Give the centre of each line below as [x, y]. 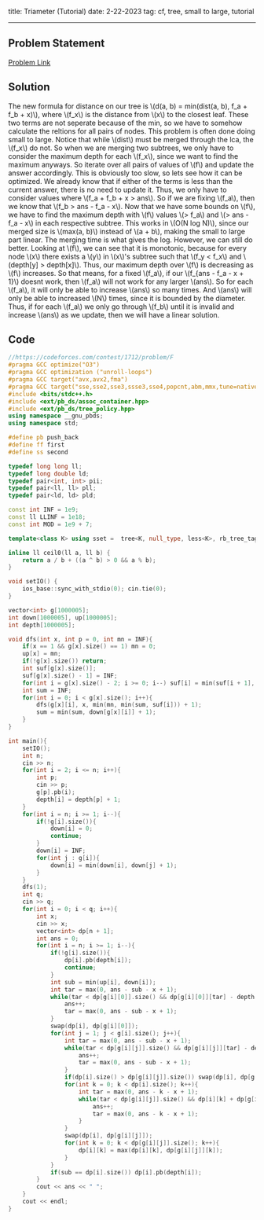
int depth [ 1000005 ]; [42, 625]
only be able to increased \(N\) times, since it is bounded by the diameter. [127, 298]
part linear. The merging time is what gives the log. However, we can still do [130, 240]
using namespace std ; [44, 424]
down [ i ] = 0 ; [71, 829]
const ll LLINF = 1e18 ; [47, 517]
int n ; [33, 755]
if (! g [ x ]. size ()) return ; [65, 661]
